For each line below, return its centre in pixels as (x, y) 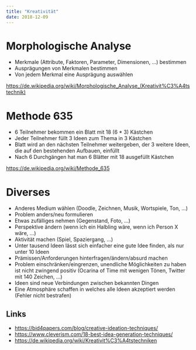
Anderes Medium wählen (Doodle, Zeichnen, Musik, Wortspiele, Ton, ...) (101, 208)
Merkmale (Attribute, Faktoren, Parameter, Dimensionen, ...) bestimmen (100, 62)
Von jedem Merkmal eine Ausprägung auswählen (74, 74)
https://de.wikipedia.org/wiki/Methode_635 (58, 168)
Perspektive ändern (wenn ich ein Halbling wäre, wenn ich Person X (96, 227)
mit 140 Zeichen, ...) (38, 277)
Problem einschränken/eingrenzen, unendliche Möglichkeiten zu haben (100, 264)
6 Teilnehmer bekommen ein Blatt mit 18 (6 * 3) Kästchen (84, 132)
